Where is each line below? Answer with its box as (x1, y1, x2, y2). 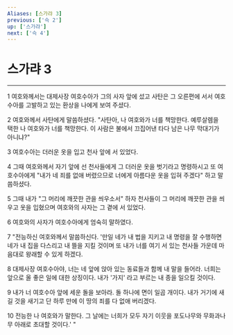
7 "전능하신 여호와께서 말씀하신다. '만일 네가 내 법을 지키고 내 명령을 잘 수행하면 (7, 233, 222, 241)
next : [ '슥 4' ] (7, 29, 50, 37)
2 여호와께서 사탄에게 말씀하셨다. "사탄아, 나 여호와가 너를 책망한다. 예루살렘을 (7, 116, 219, 124)
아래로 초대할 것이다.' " (14, 320, 76, 329)
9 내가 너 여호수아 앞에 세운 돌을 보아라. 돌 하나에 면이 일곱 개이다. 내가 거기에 (7, 289, 218, 297)
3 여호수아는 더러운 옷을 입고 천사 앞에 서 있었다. (7, 148, 139, 156)
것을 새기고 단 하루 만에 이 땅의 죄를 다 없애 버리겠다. (14, 297, 157, 305)
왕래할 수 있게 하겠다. (25, 250, 83, 259)
